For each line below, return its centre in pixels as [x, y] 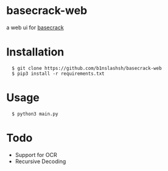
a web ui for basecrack [35, 27]
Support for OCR [36, 155]
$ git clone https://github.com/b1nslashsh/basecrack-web [87, 68]
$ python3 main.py [35, 114]
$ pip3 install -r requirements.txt [58, 74]
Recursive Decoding [40, 161]
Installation [35, 52]
